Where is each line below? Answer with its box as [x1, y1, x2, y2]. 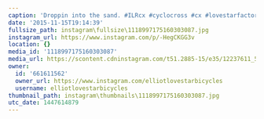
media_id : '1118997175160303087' [8, 48, 118, 56]
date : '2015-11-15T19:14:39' [8, 19, 104, 27]
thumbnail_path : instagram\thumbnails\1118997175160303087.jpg [8, 92, 220, 99]
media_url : [8, 56, 44, 63]
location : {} [8, 41, 51, 49]
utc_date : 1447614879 [8, 99, 79, 106]
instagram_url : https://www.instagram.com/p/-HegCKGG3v [8, 33, 195, 41]
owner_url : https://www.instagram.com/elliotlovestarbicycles [15, 77, 223, 85]
